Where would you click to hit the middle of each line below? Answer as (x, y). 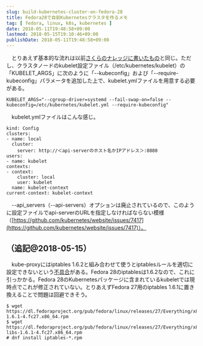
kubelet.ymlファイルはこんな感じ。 (55, 117)
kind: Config (23, 128)
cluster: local (36, 177)
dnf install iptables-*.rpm (47, 338)
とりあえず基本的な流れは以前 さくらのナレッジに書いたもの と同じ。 (96, 58)
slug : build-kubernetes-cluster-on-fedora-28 (64, 12)
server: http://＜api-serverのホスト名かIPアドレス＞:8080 (88, 151)
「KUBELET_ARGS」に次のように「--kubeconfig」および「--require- (92, 73)
